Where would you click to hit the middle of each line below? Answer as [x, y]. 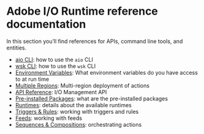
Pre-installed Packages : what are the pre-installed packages [92, 99]
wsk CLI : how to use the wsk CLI [55, 66]
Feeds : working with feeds [49, 118]
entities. [16, 48]
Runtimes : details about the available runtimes [73, 105]
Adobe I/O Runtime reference [82, 11]
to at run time [32, 79]
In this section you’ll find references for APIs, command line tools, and [95, 41]
